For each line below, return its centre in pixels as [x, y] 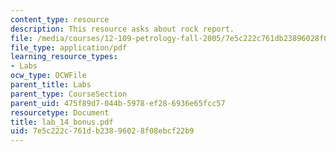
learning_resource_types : [64, 57]
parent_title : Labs [51, 85]
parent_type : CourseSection [69, 94]
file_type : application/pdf [69, 47]
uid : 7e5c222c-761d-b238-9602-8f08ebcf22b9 [102, 131]
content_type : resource [60, 19]
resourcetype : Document [60, 112]
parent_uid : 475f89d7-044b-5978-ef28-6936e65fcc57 [118, 103]
